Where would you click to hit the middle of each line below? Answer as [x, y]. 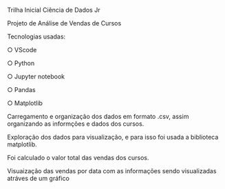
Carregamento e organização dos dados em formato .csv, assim [98, 116]
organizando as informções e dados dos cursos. [76, 124]
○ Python [21, 63]
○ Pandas [21, 90]
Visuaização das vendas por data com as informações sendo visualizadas [112, 171]
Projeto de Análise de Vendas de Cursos [64, 23]
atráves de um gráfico [39, 178]
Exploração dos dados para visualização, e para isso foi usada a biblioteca [113, 137]
